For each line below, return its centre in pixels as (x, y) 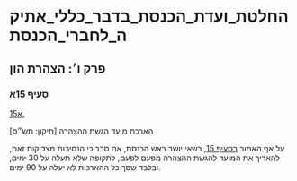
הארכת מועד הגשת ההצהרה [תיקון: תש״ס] (81, 131)
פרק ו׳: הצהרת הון (58, 69)
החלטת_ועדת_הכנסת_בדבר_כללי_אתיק (149, 17)
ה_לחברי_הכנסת (68, 35)
